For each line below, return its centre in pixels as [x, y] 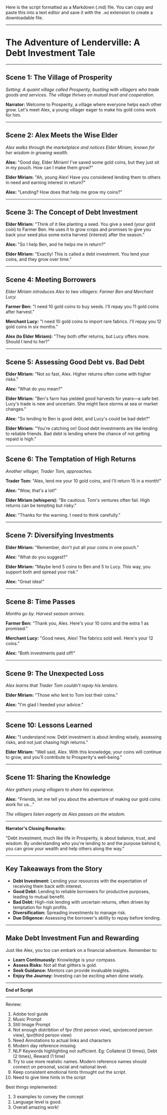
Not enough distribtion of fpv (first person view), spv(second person [83, 1029]
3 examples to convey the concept [48, 1097]
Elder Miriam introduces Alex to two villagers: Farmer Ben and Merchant [80, 292]
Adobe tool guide [30, 1014]
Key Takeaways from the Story [54, 869]
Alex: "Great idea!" [25, 581]
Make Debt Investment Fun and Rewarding [72, 938]
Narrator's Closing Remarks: [36, 828]
